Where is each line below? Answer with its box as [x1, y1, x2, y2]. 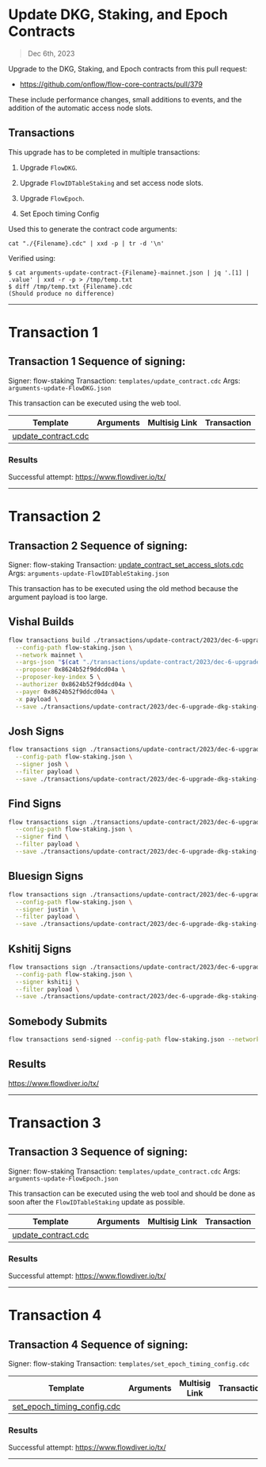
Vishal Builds [8, 615, 74, 628]
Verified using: [8, 253, 56, 263]
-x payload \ [15, 695, 59, 703]
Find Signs [8, 797, 62, 811]
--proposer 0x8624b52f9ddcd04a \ [15, 666, 126, 674]
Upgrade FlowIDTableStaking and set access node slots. [19, 178, 203, 187]
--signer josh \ [15, 760, 69, 769]
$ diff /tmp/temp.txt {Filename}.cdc [8, 282, 133, 290]
